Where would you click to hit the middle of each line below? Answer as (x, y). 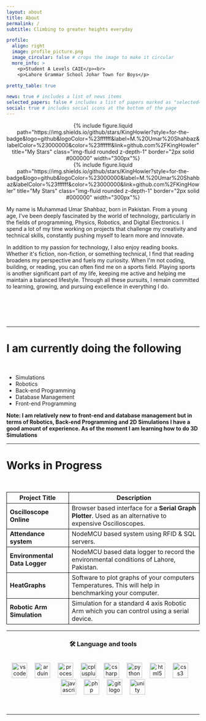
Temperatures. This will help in (116, 585)
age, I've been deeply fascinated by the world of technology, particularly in (101, 216)
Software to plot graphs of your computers (133, 577)
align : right (29, 46)
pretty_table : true (31, 86)
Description (134, 497)
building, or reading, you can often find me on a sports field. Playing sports (101, 267)
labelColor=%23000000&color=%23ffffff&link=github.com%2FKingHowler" (103, 145)
